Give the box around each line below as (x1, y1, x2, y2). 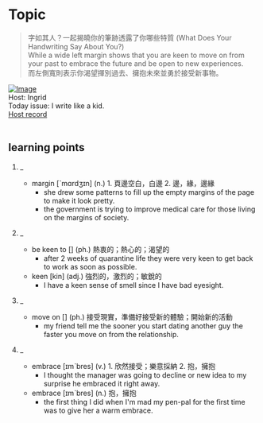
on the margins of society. (43, 212, 130, 222)
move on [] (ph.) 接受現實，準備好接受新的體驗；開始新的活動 (31, 312, 233, 321)
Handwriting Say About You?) (27, 41, 125, 51)
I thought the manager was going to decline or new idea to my (43, 370, 247, 379)
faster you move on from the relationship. (43, 329, 179, 339)
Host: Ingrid (8, 92, 47, 102)
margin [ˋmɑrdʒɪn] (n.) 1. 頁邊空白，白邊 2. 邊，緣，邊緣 (31, 178, 215, 188)
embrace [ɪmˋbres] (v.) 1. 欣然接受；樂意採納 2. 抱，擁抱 (31, 361, 216, 371)
